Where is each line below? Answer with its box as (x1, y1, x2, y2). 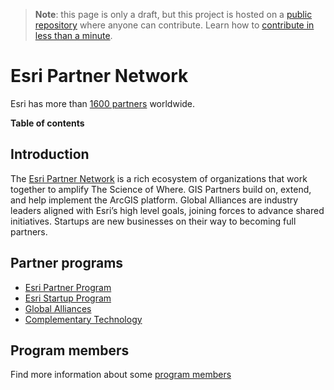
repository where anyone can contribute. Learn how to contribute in (34, 19, 315, 31)
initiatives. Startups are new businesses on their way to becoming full (10, 215, 297, 227)
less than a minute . (34, 30, 113, 41)
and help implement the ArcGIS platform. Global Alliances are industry (10, 194, 299, 206)
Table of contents (10, 117, 85, 129)
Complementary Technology (24, 313, 143, 325)
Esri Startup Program (24, 292, 112, 304)
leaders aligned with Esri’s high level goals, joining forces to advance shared (10, 204, 325, 216)
